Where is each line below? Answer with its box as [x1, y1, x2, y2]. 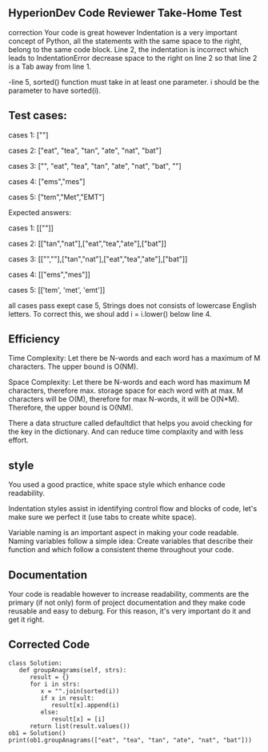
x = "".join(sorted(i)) [40, 687, 120, 695]
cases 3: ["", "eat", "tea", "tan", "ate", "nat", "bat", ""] [8, 161, 182, 170]
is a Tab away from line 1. [8, 62, 92, 71]
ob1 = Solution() [8, 729, 66, 737]
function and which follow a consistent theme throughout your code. [8, 545, 234, 554]
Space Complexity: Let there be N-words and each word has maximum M [8, 378, 250, 387]
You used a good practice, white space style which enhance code [8, 480, 226, 490]
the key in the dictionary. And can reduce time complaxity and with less [8, 427, 244, 437]
